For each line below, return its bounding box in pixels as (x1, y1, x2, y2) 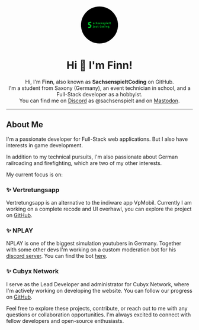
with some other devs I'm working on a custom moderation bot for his (6, 246, 176, 253)
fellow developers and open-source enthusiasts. (6, 317, 124, 324)
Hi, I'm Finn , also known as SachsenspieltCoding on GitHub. (25, 78, 174, 85)
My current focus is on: (6, 171, 63, 178)
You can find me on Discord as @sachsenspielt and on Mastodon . (19, 97, 180, 104)
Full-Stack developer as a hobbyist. (56, 90, 143, 98)
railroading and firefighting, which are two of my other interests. (6, 159, 162, 166)
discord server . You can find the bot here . (6, 253, 108, 260)
